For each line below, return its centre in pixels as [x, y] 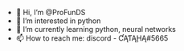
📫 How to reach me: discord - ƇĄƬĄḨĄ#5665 [92, 38]
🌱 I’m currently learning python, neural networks [96, 29]
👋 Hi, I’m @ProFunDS [51, 12]
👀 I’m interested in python [58, 21]
